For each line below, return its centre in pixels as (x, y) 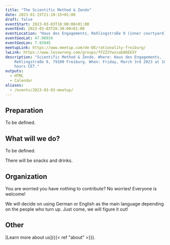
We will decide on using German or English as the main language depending (85, 203)
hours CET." (27, 66)
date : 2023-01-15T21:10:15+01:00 (40, 15)
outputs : (14, 71)
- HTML (17, 76)
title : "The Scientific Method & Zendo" (49, 10)
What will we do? (33, 138)
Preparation (24, 110)
